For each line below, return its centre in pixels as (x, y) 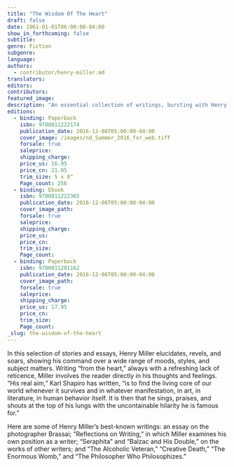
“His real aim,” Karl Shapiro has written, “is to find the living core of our (110, 383)
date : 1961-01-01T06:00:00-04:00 (56, 27)
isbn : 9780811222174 (50, 124)
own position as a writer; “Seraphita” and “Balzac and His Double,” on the (113, 441)
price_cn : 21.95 (44, 170)
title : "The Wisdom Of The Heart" (58, 14)
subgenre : (22, 53)
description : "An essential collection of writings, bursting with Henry (117, 105)
